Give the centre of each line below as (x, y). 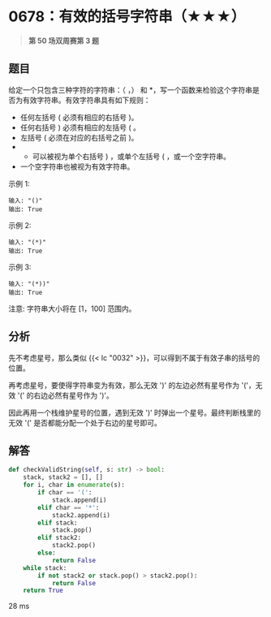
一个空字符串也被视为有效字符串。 (77, 166)
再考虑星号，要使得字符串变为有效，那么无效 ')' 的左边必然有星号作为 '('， (132, 385)
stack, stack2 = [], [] (63, 477)
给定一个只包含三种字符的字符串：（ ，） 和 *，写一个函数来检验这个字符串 (131, 89)
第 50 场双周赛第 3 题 (64, 41)
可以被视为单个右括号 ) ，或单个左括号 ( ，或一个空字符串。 (131, 156)
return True (43, 591)
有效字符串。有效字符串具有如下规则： (86, 100)
